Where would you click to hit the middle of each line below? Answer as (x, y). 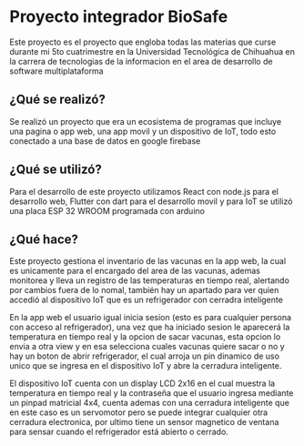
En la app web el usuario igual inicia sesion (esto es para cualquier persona (151, 318)
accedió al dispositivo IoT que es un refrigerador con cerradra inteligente (147, 300)
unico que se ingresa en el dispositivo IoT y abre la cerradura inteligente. (146, 366)
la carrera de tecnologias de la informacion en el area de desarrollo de (141, 61)
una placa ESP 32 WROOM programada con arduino (107, 210)
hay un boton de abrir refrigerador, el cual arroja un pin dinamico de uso (145, 356)
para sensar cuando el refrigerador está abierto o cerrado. (119, 432)
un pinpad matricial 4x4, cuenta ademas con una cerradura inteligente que (149, 403)
